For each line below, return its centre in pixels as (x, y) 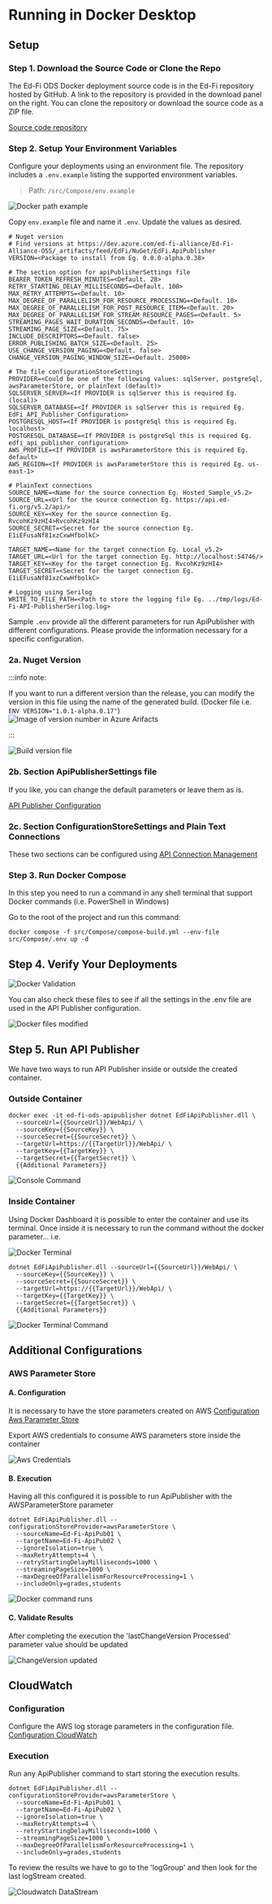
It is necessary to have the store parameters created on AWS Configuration (134, 1411)
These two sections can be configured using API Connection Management (133, 854)
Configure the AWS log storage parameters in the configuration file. (121, 1726)
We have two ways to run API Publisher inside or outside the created (123, 1069)
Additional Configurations (76, 1350)
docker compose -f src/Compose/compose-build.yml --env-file (114, 932)
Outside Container (45, 1099)
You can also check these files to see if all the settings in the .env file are (130, 1000)
